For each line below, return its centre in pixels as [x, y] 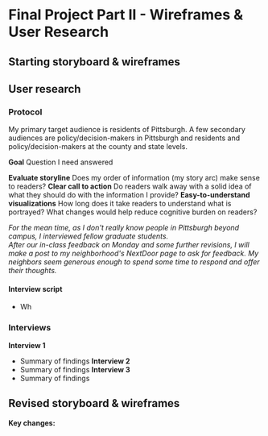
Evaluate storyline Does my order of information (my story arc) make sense [134, 178]
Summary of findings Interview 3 [75, 369]
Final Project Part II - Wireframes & [126, 15]
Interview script [35, 289]
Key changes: [32, 423]
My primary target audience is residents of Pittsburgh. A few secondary [127, 130]
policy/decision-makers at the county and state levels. [98, 147]
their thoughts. [33, 271]
